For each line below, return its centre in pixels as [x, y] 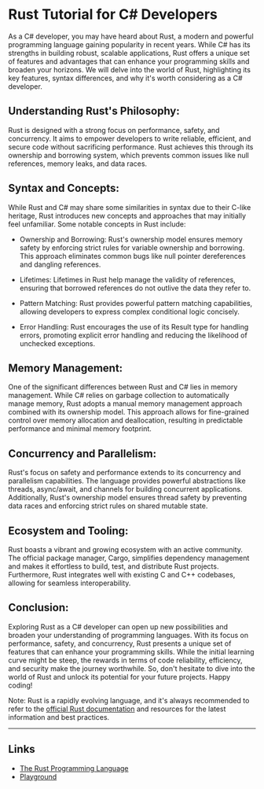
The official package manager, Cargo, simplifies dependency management [129, 558]
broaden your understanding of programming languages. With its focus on [128, 635]
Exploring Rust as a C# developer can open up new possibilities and [118, 626]
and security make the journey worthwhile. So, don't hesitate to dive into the [132, 668]
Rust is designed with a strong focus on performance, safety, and [114, 130]
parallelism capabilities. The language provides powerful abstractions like [127, 481]
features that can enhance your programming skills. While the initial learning [131, 651]
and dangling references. [60, 264]
